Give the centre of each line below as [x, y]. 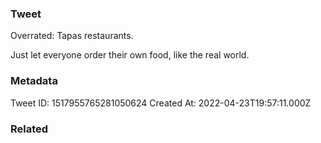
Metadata [34, 81]
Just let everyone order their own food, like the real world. [130, 55]
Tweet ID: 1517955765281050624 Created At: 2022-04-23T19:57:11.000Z [161, 103]
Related [29, 129]
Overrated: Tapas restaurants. [72, 36]
